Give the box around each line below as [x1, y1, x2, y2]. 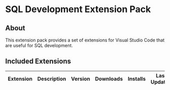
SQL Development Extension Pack [5, 4, 151, 15]
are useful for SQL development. [5, 42, 73, 49]
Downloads [95, 75, 123, 82]
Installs [127, 75, 146, 82]
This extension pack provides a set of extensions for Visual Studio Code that [5, 37, 165, 43]
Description [37, 75, 66, 82]
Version [70, 75, 91, 82]
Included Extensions [5, 57, 71, 66]
